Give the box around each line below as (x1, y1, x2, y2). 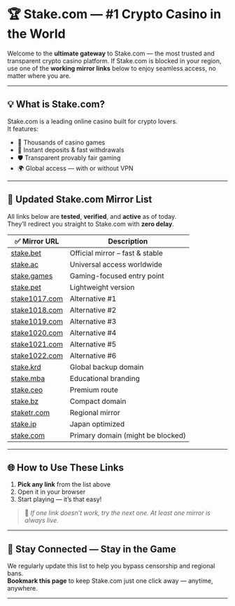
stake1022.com (10, 351, 64, 361)
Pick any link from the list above (17, 480, 111, 489)
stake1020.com (10, 328, 64, 337)
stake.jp (10, 419, 37, 429)
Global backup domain (69, 362, 144, 372)
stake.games (10, 271, 53, 281)
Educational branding (69, 373, 140, 383)
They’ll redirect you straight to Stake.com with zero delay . (7, 220, 175, 228)
